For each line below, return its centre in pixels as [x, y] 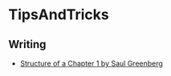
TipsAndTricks [59, 15]
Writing [27, 44]
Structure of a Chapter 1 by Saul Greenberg [91, 63]
